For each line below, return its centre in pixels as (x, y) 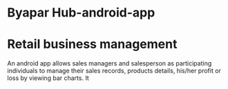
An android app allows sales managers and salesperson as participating (110, 63)
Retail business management (92, 44)
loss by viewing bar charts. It (48, 78)
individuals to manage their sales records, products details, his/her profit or (114, 71)
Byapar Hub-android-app (81, 13)
